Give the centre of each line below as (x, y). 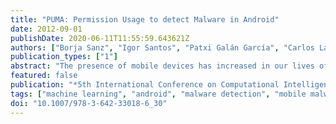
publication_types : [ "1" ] (64, 57)
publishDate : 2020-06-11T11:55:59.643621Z (100, 38)
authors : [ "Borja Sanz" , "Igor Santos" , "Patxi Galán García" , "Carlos (162, 47)
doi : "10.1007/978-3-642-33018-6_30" (89, 103)
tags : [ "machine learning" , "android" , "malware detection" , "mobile (158, 94)
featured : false (44, 76)
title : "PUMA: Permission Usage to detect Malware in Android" (145, 19)
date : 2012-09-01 (46, 29)
